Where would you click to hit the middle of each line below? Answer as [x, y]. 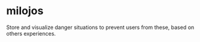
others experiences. [31, 33]
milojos [25, 11]
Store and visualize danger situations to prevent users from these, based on [100, 27]
